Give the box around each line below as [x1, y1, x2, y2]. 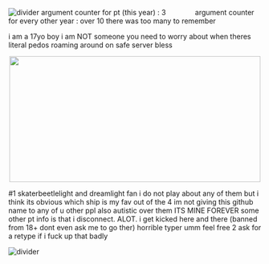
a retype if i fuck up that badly [8, 231, 108, 241]
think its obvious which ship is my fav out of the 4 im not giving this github [8, 197, 254, 206]
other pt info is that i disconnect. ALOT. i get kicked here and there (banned [8, 214, 258, 224]
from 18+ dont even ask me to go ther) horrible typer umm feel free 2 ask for [8, 223, 262, 232]
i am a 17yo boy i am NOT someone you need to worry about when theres [8, 32, 251, 41]
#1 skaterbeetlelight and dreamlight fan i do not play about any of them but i [8, 189, 259, 198]
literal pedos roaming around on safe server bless [8, 40, 173, 50]
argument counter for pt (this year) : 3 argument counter [41, 8, 255, 17]
